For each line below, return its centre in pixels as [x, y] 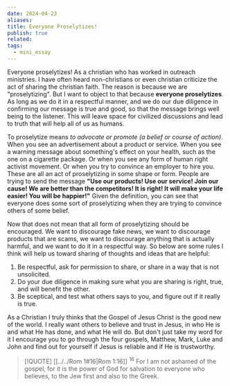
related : [20, 40]
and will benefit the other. [54, 289]
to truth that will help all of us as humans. [66, 123]
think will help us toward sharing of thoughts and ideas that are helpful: [108, 253]
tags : [15, 46]
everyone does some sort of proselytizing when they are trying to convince [115, 203]
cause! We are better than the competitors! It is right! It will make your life [115, 188]
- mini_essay [32, 53]
